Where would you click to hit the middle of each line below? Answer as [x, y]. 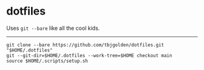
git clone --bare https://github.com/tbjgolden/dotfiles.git [85, 45]
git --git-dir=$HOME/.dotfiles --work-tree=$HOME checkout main [89, 55]
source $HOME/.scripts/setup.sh [47, 61]
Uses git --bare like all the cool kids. [53, 28]
